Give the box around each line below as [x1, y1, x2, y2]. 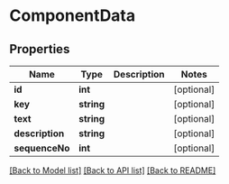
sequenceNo [14, 142, 70, 154]
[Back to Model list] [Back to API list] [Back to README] [9, 165, 216, 176]
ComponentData [9, 5, 136, 26]
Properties [9, 41, 70, 57]
